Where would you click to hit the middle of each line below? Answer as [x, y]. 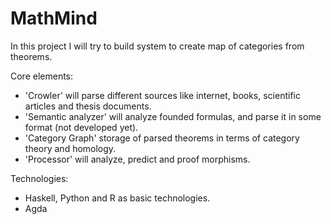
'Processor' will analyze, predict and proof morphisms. [137, 159]
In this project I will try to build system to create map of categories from [157, 46]
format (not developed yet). [81, 127]
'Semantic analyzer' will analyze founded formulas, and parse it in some [173, 116]
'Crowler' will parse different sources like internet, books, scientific [162, 95]
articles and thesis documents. [88, 106]
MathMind [54, 18]
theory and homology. [70, 148]
